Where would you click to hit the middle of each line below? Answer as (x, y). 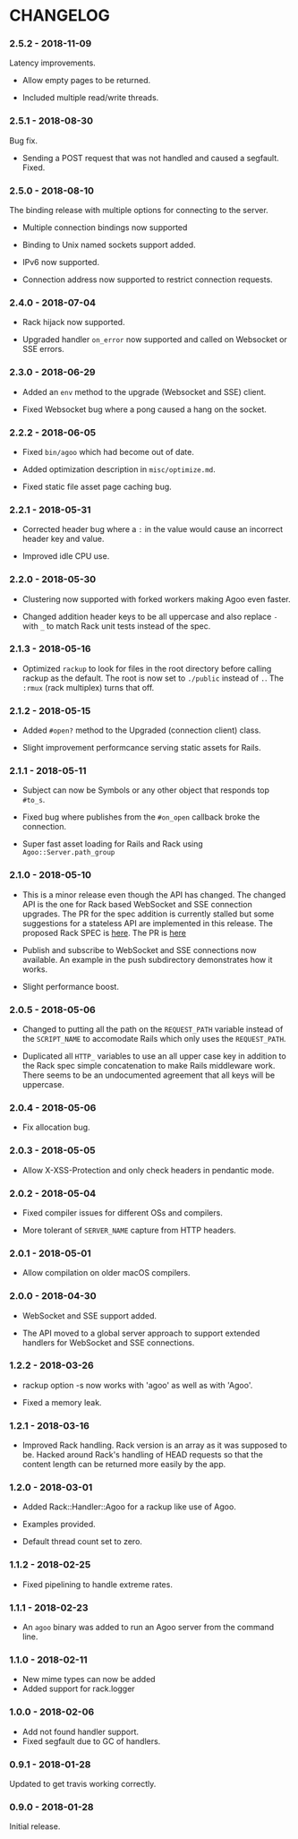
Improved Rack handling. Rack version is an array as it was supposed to (155, 1445)
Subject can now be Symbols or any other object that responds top (146, 790)
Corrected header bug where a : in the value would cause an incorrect (153, 529)
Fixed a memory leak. (62, 1402)
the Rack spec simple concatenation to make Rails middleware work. (149, 1066)
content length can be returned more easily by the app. (124, 1465)
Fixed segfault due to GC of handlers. (91, 1741)
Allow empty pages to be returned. (86, 81)
